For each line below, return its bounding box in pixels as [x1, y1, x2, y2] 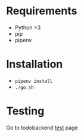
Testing [6, 104, 45, 118]
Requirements [6, 4, 77, 18]
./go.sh [14, 85, 34, 91]
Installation [6, 58, 63, 71]
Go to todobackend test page [6, 124, 79, 131]
